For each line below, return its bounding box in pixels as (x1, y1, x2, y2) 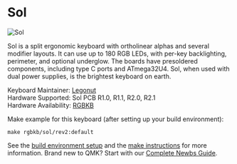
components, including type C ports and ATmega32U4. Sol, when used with (7, 64, 230, 73)
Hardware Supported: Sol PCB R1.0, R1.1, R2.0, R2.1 (7, 93, 156, 102)
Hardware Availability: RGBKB (7, 101, 94, 109)
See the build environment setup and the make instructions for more (7, 140, 208, 150)
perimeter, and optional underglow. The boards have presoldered (7, 56, 198, 65)
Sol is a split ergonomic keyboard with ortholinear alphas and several (7, 41, 210, 50)
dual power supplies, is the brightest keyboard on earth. (7, 72, 172, 81)
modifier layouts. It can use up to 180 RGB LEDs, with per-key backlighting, (7, 49, 227, 58)
